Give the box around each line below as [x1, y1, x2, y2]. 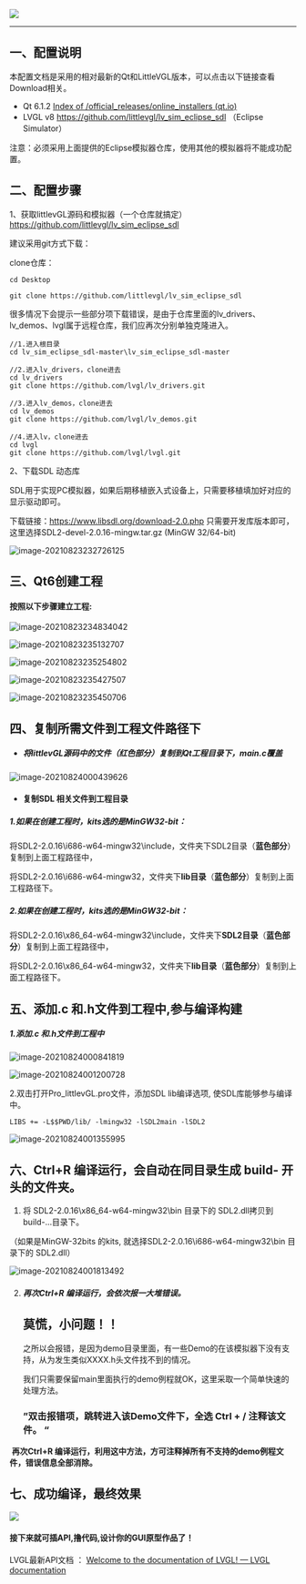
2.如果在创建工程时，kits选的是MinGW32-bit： [9, 905, 189, 916]
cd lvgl [9, 440, 39, 450]
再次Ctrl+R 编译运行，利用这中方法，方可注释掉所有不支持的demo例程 [11, 1446, 276, 1457]
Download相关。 [9, 82, 72, 93]
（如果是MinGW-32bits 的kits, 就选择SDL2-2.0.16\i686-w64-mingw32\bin [9, 1236, 286, 1247]
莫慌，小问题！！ [22, 1316, 119, 1333]
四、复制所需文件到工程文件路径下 [9, 720, 201, 736]
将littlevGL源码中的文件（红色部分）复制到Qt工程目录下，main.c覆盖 [22, 747, 283, 759]
